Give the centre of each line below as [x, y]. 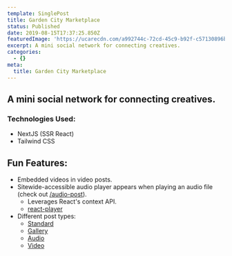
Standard [40, 224]
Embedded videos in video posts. [65, 179]
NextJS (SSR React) [46, 134]
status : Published [33, 26]
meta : [15, 65]
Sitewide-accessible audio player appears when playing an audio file [115, 187]
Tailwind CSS [36, 141]
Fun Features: [37, 163]
